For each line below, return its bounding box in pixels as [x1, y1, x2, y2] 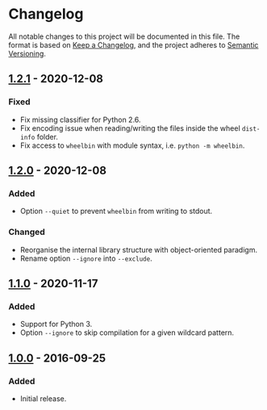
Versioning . [8, 48, 47, 58]
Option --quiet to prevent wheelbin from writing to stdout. [19, 207, 213, 216]
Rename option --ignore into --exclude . [19, 253, 152, 263]
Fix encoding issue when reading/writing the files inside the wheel [19, 123, 240, 133]
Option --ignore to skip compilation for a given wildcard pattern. [19, 328, 235, 337]
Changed [8, 227, 46, 238]
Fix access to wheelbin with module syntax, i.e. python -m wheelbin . [19, 140, 245, 150]
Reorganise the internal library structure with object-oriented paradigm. [19, 245, 258, 254]
